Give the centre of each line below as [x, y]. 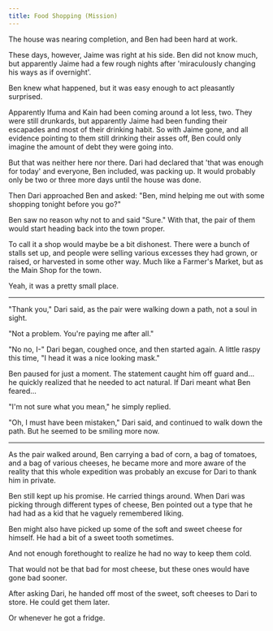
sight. [18, 318]
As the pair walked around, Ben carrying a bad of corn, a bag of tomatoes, [133, 454]
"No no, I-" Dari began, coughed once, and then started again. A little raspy [134, 349]
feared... [22, 391]
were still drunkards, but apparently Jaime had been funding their [118, 121]
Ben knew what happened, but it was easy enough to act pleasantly [122, 88]
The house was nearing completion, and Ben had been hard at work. [123, 39]
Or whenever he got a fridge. [57, 617]
